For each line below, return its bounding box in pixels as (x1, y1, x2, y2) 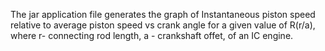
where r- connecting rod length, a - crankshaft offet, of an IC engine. (10, 30, 294, 41)
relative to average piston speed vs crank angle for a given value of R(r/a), (10, 19, 316, 31)
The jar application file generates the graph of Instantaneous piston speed (10, 9, 316, 20)
